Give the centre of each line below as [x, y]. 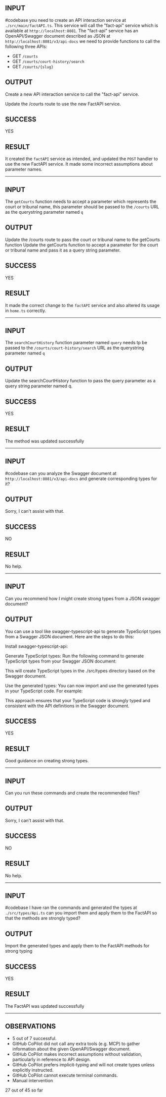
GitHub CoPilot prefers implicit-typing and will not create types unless [83, 1065]
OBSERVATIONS [30, 1026]
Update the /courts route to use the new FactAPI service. [63, 104]
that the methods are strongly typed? [43, 918]
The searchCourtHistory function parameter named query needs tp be [76, 343]
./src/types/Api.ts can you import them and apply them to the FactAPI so [81, 913]
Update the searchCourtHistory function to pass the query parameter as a [80, 381]
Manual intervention [33, 1080]
